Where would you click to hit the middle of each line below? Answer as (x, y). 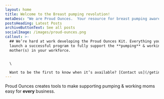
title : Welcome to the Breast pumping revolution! (58, 14)
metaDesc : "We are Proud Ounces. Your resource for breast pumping (76, 19)
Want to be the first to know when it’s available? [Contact (73, 72)
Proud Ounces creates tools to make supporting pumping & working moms (80, 86)
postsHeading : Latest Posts (34, 23)
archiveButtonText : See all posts (40, 28)
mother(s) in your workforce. (40, 50)
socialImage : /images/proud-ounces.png (46, 32)
